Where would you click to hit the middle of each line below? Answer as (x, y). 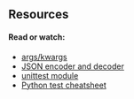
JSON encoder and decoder (73, 66)
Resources (39, 15)
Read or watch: (37, 37)
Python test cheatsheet (64, 85)
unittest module (50, 75)
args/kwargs (44, 57)
